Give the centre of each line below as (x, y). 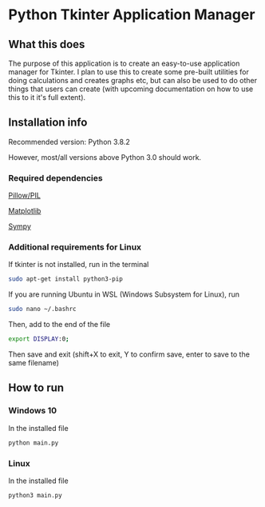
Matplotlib (25, 211)
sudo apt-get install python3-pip (66, 279)
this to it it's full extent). (47, 97)
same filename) (34, 363)
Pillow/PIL (25, 196)
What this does (47, 44)
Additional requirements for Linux (75, 247)
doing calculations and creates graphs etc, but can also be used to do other (133, 80)
